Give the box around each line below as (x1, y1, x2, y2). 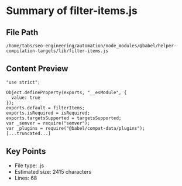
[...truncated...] (6, 130, 51, 136)
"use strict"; (6, 79, 41, 85)
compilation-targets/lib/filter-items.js (6, 48, 109, 54)
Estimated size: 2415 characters (14, 168, 92, 175)
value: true (11, 95, 41, 101)
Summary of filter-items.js (6, 4, 138, 18)
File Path (6, 27, 39, 37)
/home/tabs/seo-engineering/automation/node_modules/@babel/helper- (6, 43, 177, 49)
